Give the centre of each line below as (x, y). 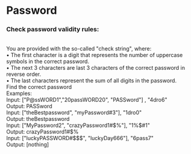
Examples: (19, 93)
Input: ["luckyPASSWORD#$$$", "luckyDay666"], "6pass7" (80, 138)
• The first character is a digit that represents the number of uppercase (95, 55)
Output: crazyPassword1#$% (42, 132)
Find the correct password (39, 87)
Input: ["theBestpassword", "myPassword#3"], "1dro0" (74, 112)
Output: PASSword (29, 106)
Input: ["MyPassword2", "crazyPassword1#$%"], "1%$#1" (78, 125)
